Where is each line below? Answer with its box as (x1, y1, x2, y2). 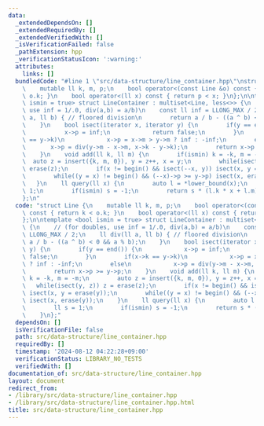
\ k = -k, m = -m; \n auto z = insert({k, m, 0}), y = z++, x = (22, 274, 258, 283)
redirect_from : (8, 384, 58, 392)
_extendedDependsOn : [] (15, 19, 93, 27)
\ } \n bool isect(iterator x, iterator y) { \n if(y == (22, 121, 251, 129)
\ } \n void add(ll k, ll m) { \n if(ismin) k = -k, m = (22, 150, 251, 158)
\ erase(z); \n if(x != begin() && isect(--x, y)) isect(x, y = (22, 165, 258, 173)
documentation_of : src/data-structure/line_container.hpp (8, 369, 202, 377)
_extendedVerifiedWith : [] (15, 33, 104, 42)
